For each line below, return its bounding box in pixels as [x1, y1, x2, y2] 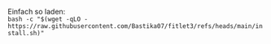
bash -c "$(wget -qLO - [7, 15, 89, 23]
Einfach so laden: [7, 7, 66, 16]
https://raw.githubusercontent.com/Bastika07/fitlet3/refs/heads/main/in [7, 22, 264, 30]
